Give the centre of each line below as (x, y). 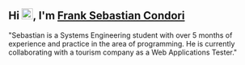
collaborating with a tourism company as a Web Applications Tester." (123, 52)
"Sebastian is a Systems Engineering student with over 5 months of (120, 35)
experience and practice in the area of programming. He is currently (122, 43)
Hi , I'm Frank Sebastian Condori (97, 16)
